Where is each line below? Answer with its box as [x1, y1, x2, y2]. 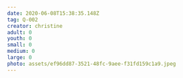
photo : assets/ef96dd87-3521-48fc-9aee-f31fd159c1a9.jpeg [7, 60, 176, 67]
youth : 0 [7, 35, 32, 42]
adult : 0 [7, 28, 32, 36]
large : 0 [7, 54, 32, 61]
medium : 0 [7, 48, 36, 55]
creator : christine [7, 22, 63, 29]
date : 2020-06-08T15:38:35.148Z [7, 9, 99, 17]
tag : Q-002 [7, 16, 38, 23]
